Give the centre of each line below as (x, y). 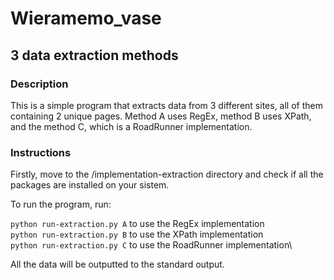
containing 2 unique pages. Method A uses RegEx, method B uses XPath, (161, 116)
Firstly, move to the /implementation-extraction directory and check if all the (167, 174)
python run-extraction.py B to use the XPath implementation (137, 234)
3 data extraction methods (94, 55)
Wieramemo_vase (86, 18)
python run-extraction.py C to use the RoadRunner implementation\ (151, 245)
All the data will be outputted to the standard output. (117, 264)
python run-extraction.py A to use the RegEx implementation (137, 224)
